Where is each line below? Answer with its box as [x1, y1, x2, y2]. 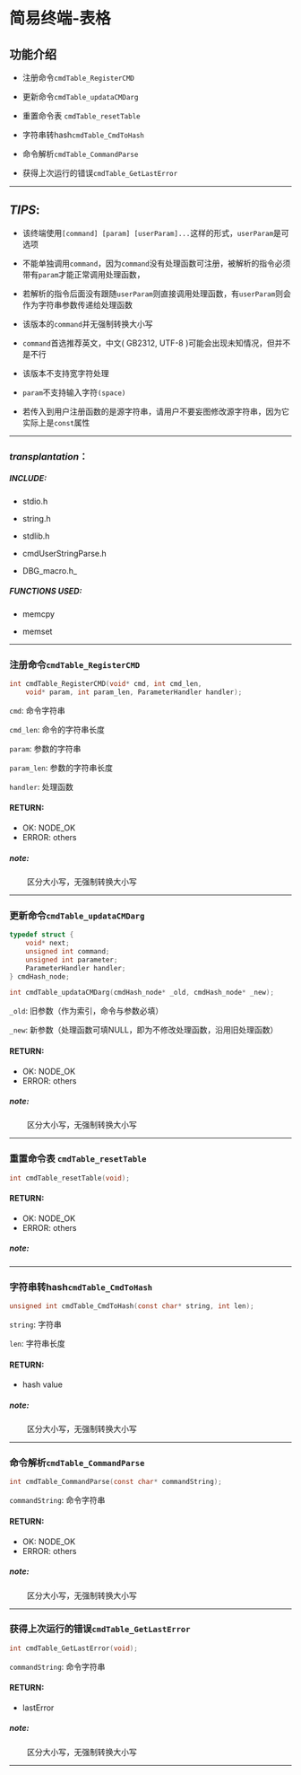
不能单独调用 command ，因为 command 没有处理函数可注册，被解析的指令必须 [21, 258, 291, 268]
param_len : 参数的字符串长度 [9, 762, 114, 773]
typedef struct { [9, 930, 74, 939]
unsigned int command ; [25, 946, 110, 956]
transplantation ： [9, 450, 89, 462]
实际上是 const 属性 [21, 417, 90, 427]
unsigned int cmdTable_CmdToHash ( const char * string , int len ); [9, 1302, 254, 1311]
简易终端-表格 [9, 8, 112, 29]
